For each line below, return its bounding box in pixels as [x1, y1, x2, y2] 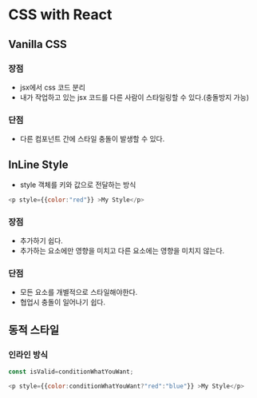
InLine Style [8, 157, 69, 171]
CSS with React [8, 6, 113, 24]
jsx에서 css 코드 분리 [19, 82, 86, 92]
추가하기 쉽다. [19, 236, 64, 245]
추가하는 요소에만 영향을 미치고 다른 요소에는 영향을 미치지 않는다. [19, 246, 225, 256]
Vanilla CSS [8, 38, 67, 51]
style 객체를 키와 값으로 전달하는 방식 [19, 180, 136, 189]
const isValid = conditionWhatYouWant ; [8, 368, 134, 376]
